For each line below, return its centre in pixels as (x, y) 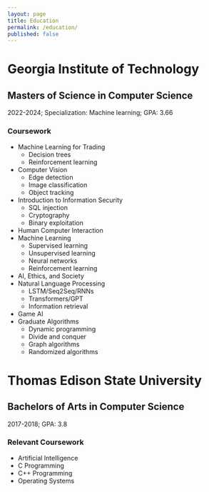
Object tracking (51, 192)
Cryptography (49, 215)
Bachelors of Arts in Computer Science (96, 407)
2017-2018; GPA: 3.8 (37, 424)
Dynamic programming (62, 328)
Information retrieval (58, 306)
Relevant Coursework (46, 442)
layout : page (27, 14)
